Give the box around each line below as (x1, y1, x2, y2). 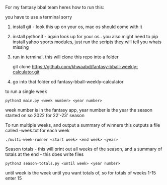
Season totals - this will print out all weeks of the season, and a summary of (5, 146, 162, 152)
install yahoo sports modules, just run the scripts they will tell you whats (12, 39, 162, 45)
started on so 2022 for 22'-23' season (5, 113, 85, 118)
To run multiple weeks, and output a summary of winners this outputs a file (5, 122, 160, 128)
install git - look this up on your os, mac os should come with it (12, 24, 142, 30)
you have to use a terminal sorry (5, 14, 72, 20)
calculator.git (12, 69, 40, 75)
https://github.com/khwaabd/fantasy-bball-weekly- (32, 64, 138, 69)
